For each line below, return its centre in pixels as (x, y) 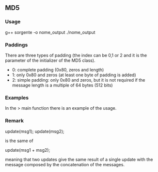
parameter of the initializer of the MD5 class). (50, 60)
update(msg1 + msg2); (28, 150)
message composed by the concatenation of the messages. (65, 164)
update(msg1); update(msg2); (35, 131)
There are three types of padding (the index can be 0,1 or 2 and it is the (76, 55)
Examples (17, 98)
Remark (15, 121)
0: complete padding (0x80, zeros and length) (58, 70)
